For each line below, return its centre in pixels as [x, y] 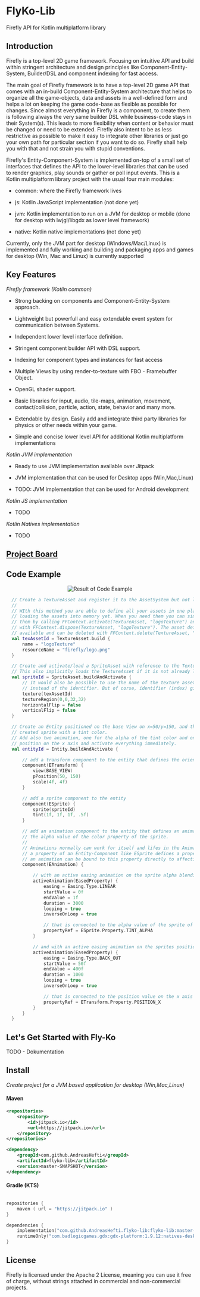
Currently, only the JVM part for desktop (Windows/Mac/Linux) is [86, 243]
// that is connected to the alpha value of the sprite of [118, 925]
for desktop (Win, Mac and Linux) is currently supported [75, 256]
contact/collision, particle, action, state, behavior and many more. [95, 407]
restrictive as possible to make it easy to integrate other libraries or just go [97, 136]
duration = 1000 [64, 975]
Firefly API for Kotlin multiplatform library [56, 27]
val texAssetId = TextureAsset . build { [61, 638]
